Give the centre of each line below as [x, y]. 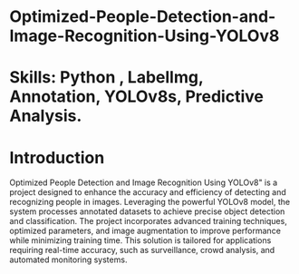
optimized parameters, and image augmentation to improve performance [145, 231]
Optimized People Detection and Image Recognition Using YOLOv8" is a [144, 182]
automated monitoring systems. [68, 259]
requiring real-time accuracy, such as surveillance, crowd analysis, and [142, 250]
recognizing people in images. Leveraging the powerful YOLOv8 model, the [150, 202]
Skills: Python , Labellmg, [106, 78]
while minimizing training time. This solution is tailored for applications [140, 240]
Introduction [57, 157]
